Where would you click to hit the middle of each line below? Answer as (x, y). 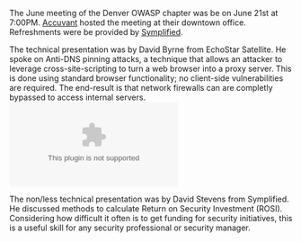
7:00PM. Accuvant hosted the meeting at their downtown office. (128, 22)
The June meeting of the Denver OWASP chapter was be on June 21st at (144, 13)
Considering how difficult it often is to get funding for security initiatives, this (151, 218)
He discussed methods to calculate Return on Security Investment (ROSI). (146, 209)
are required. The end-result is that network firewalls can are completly (141, 88)
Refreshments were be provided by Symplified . (96, 32)
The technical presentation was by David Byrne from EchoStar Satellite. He (148, 49)
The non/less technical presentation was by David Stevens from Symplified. (149, 199)
